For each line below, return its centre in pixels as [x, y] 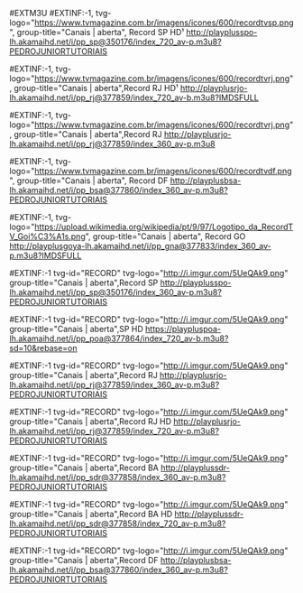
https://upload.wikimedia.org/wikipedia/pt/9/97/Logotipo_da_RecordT [164, 227]
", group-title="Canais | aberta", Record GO [165, 236]
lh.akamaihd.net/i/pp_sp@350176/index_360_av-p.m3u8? [116, 292]
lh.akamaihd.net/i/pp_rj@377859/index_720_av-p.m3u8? [114, 431]
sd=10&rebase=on [44, 348]
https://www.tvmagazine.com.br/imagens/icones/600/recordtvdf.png [163, 171]
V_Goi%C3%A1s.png [47, 236]
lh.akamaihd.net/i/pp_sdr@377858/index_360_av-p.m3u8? [118, 477]
